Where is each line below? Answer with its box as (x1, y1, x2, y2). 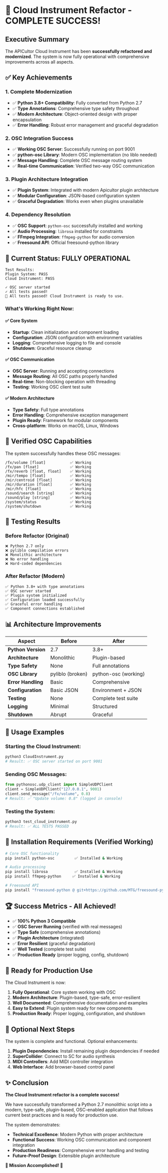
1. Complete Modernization (5, 88, 72, 95)
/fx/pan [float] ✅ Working (5, 464, 91, 469)
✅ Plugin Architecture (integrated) (12, 934, 84, 940)
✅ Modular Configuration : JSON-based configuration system (12, 192, 140, 199)
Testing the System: (5, 807, 55, 814)
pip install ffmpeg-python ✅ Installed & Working (5, 874, 121, 879)
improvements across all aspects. (5, 59, 74, 64)
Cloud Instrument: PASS (5, 276, 55, 281)
